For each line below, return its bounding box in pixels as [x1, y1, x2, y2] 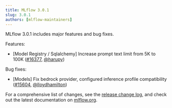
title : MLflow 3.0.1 [5, 7, 50, 13]
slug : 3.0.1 [5, 12, 31, 17]
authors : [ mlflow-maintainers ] [5, 17, 72, 22]
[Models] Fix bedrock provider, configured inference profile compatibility [12, 76, 167, 82]
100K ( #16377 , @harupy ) [12, 56, 65, 62]
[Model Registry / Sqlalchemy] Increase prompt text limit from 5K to [12, 51, 156, 57]
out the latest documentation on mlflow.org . [5, 97, 98, 103]
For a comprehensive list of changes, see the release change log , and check [5, 92, 167, 98]
